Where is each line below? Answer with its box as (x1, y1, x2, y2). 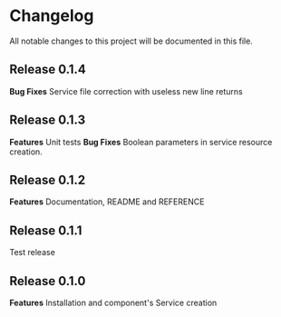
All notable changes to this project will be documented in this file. (9, 35, 254, 46)
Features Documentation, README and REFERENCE (9, 196, 205, 207)
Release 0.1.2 (9, 172, 86, 187)
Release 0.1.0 (9, 273, 86, 289)
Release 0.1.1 (9, 223, 82, 238)
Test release (9, 247, 56, 258)
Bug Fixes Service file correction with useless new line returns (9, 85, 243, 96)
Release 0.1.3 (9, 113, 86, 128)
